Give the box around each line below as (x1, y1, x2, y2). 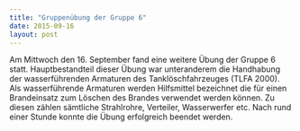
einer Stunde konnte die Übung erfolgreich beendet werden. (9, 111, 233, 122)
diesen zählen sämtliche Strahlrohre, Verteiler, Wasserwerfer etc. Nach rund (9, 102, 292, 113)
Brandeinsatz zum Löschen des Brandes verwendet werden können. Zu (9, 92, 275, 103)
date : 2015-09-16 (9, 22, 75, 31)
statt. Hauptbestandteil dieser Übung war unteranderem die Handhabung (9, 64, 281, 74)
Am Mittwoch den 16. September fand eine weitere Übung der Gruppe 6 (9, 55, 277, 65)
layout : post (9, 30, 59, 39)
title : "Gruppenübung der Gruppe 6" (9, 13, 147, 22)
